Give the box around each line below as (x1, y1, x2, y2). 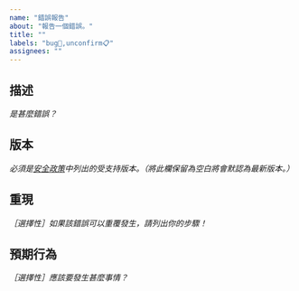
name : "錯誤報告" (9, 13, 70, 23)
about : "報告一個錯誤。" (9, 22, 93, 31)
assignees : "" (9, 47, 63, 56)
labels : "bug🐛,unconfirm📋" (9, 38, 115, 48)
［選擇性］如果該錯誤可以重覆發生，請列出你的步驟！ (9, 218, 208, 229)
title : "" (9, 30, 47, 39)
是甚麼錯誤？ (9, 108, 57, 118)
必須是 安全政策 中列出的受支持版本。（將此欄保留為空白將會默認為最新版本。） (9, 163, 294, 174)
